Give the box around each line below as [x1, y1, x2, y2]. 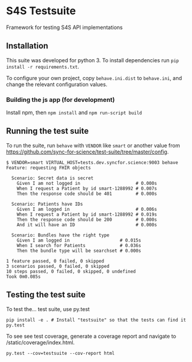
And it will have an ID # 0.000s [17, 222, 158, 228]
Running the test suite [6, 126, 89, 136]
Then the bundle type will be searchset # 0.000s [17, 248, 142, 254]
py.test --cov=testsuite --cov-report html [6, 350, 115, 356]
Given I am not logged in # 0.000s [17, 180, 158, 186]
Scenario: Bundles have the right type [11, 232, 110, 238]
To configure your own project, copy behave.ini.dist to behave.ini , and [6, 74, 182, 81]
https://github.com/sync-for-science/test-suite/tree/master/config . [6, 148, 169, 155]
